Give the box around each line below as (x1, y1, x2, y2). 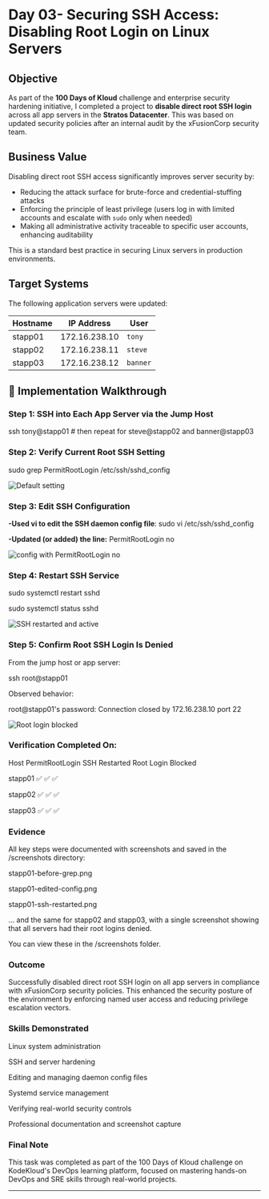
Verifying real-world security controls (8, 1103, 132, 1113)
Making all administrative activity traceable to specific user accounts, (19, 221, 249, 230)
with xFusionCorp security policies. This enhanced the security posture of (8, 986, 253, 996)
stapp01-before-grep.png (8, 868, 93, 878)
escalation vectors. (8, 1003, 71, 1013)
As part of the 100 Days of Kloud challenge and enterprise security (8, 93, 231, 102)
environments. (8, 254, 56, 263)
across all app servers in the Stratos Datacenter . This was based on (8, 110, 235, 120)
